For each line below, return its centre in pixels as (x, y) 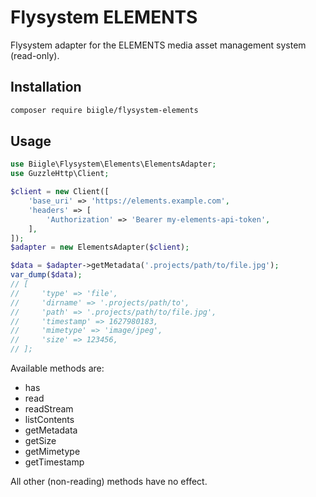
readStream (49, 409)
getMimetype (52, 452)
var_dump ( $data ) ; (46, 275)
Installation (46, 87)
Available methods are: (57, 368)
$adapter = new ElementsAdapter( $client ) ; (100, 247)
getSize (40, 441)
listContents (49, 420)
